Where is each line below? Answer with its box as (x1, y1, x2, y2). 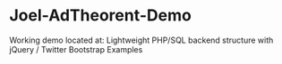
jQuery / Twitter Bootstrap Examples (9, 44, 143, 54)
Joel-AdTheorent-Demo (9, 5, 192, 26)
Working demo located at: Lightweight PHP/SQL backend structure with (9, 35, 274, 45)
